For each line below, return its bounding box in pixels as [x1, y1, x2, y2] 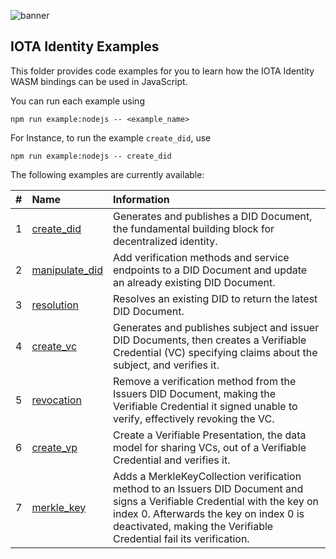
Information [113, 192, 170, 206]
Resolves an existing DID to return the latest [113, 291, 318, 305]
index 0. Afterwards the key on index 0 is [113, 506, 305, 520]
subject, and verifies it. [113, 358, 220, 372]
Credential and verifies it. [113, 453, 231, 467]
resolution [31, 298, 80, 312]
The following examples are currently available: [10, 168, 205, 180]
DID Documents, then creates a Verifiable [113, 333, 307, 347]
